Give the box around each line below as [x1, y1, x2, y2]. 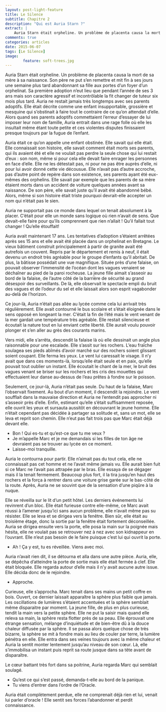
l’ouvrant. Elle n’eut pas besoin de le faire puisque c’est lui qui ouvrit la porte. [5, 534, 162, 540]
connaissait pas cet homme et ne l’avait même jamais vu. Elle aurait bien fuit [5, 461, 161, 467]
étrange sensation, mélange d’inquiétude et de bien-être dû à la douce [5, 620, 150, 626]
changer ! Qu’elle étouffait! [5, 224, 59, 230]
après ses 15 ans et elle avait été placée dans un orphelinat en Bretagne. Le [5, 238, 160, 244]
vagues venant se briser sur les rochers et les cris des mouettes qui [5, 369, 144, 375]
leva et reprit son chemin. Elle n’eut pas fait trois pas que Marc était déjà [5, 415, 153, 421]
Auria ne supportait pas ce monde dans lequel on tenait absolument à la [5, 208, 152, 214]
